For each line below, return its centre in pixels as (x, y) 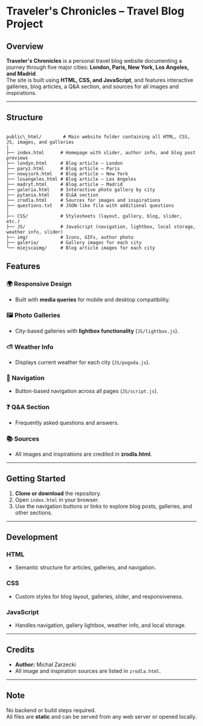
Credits (21, 650)
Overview (25, 46)
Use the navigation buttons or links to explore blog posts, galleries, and (103, 506)
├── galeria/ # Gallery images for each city (74, 242)
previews (17, 158)
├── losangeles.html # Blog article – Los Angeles (71, 179)
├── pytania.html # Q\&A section (52, 195)
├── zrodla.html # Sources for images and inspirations (84, 200)
